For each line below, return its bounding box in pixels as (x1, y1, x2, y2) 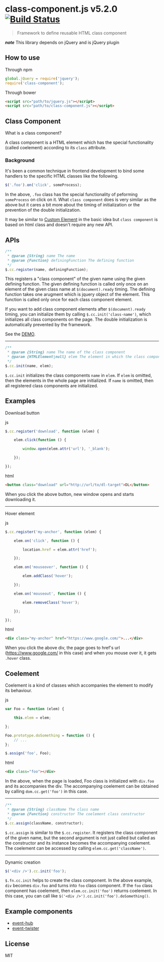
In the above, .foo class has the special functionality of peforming (5, 192, 138, 198)
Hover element (5, 510, 35, 516)
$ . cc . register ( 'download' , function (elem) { (5, 429, 99, 434)
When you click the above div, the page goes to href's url (5, 645, 121, 651)
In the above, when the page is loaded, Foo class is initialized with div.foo (5, 778, 155, 784)
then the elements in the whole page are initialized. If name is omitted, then (5, 378, 154, 383)
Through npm (5, 67, 33, 72)
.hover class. (5, 655, 31, 661)
